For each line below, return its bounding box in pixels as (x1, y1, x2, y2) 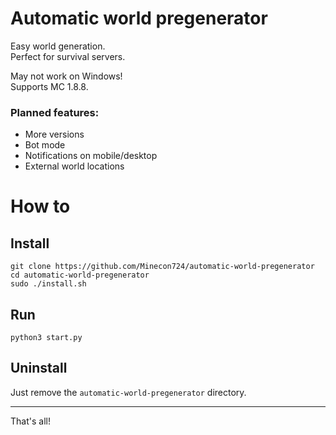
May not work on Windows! (10, 70, 123, 82)
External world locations (24, 160, 125, 172)
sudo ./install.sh (10, 279, 87, 289)
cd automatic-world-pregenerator (10, 270, 150, 281)
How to (10, 195, 71, 218)
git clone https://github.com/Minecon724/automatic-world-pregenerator (10, 262, 315, 272)
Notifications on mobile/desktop (24, 150, 158, 162)
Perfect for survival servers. (10, 50, 126, 62)
